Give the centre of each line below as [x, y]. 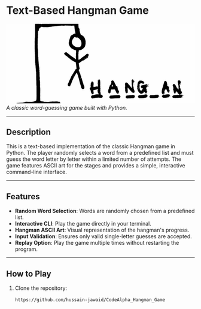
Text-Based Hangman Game [78, 10]
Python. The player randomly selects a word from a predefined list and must [100, 153]
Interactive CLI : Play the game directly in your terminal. [83, 224]
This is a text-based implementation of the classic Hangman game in [91, 146]
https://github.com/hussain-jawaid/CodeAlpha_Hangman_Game [90, 300]
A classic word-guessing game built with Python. [67, 107]
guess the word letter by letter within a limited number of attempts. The [94, 159]
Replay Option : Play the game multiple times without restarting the [97, 243]
